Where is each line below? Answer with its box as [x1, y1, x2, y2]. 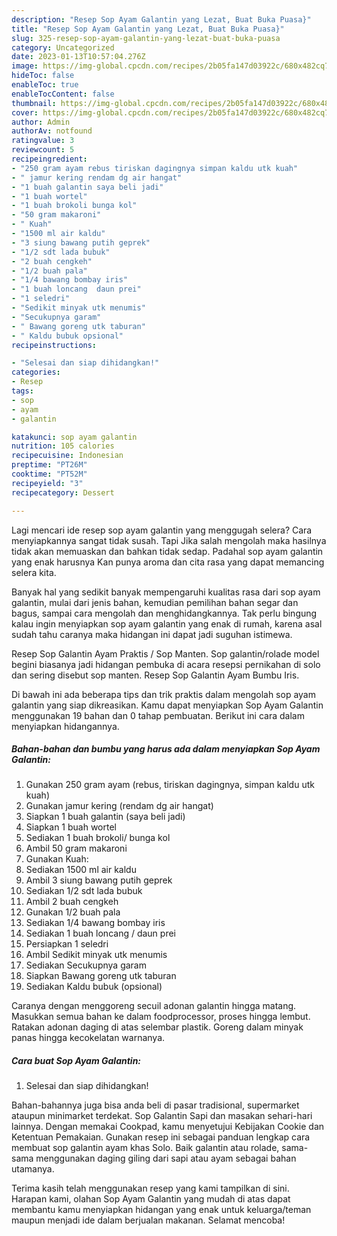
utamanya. [11, 1163, 55, 1175]
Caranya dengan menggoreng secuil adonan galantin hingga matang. [11, 1000, 297, 1012]
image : [11, 61, 39, 71]
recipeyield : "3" [11, 478, 84, 488]
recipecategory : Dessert [11, 487, 115, 498]
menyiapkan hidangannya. [11, 720, 120, 732]
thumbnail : [11, 98, 57, 108]
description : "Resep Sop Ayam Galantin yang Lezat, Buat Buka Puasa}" [11, 14, 312, 25]
